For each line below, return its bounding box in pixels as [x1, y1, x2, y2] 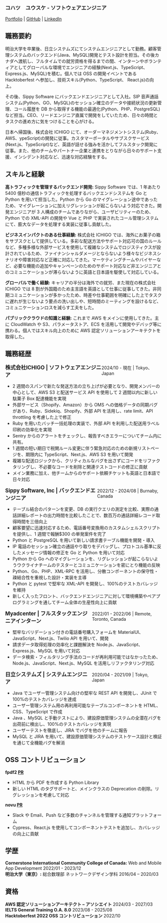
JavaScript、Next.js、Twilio [12, 635, 70, 641]
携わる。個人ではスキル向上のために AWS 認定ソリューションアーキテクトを [5, 327, 161, 334]
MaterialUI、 [118, 629, 144, 635]
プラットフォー [131, 812, 162, 818]
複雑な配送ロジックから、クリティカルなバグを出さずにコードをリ [12, 457, 148, 463]
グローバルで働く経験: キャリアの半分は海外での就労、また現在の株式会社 [5, 279, 156, 285]
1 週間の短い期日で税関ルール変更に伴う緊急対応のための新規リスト [12, 445, 151, 451]
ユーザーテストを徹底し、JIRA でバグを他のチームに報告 [12, 727, 128, 733]
